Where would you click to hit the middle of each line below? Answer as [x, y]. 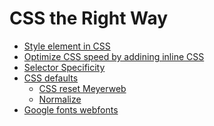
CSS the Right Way [89, 18]
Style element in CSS [67, 46]
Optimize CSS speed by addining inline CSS [114, 56]
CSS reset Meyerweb [82, 88]
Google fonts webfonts [71, 109]
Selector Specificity [64, 67]
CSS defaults [51, 78]
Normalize [60, 99]
